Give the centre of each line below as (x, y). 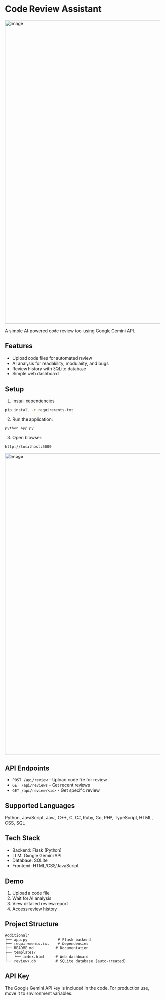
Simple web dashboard (36, 373)
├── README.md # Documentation (47, 948)
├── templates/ (21, 953)
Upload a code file (31, 893)
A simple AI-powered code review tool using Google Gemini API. (70, 331)
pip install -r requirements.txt (39, 410)
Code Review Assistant (53, 9)
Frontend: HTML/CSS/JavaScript (45, 865)
